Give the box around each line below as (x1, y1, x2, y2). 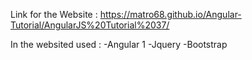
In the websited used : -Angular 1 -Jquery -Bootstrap (10, 39, 228, 50)
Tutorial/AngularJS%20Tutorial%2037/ (10, 19, 170, 31)
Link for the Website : (10, 9, 98, 20)
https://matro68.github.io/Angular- (99, 9, 242, 20)
